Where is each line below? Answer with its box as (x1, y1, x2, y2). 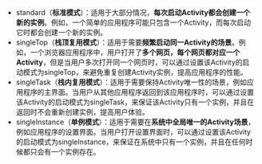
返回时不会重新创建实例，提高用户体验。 (15, 107, 149, 116)
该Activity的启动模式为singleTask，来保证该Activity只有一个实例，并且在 (15, 97, 255, 107)
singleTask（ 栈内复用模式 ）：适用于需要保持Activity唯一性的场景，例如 (15, 77, 248, 87)
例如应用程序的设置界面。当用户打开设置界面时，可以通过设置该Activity (15, 127, 252, 136)
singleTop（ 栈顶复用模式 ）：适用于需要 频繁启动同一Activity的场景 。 (15, 37, 240, 47)
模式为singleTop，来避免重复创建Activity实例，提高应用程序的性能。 (22, 68, 248, 76)
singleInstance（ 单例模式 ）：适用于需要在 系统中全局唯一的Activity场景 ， (15, 117, 256, 127)
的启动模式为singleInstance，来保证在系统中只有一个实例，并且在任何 (15, 137, 246, 146)
